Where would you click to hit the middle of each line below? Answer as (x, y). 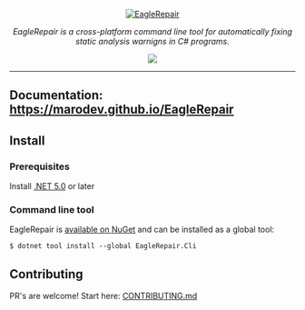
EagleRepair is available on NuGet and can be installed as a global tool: (142, 230)
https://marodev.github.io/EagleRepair (122, 110)
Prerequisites (39, 166)
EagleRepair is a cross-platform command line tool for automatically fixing (152, 31)
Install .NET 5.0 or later (52, 186)
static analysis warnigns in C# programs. (152, 41)
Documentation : (56, 95)
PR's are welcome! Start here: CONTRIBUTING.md (103, 296)
